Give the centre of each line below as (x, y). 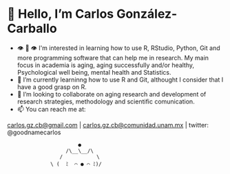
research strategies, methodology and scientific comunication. (106, 101)
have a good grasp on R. (52, 87)
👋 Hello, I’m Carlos (61, 14)
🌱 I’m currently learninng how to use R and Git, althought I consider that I (120, 79)
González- (147, 14)
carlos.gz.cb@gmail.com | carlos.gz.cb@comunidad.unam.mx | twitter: (108, 125)
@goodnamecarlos (34, 132)
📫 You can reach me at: (51, 109)
